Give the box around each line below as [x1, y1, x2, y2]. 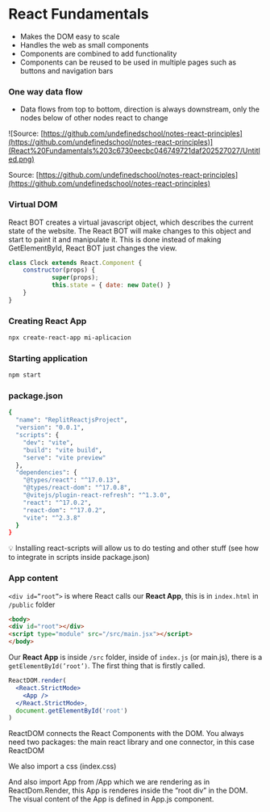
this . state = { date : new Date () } [51, 281, 172, 289]
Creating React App [8, 315, 87, 326]
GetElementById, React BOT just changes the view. [8, 243, 177, 253]
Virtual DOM [8, 199, 58, 210]
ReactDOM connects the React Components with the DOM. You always [8, 729, 244, 738]
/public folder [8, 600, 56, 609]
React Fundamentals [8, 5, 149, 23]
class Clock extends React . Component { [8, 259, 143, 267]
